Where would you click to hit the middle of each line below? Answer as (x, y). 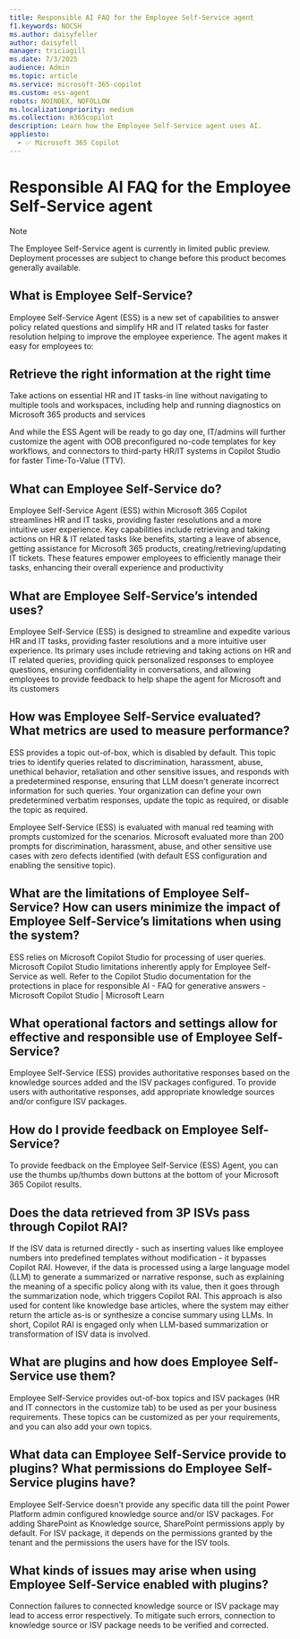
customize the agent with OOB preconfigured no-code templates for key (143, 441)
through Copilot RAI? (69, 1227)
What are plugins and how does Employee (129, 1362)
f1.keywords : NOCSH (46, 26)
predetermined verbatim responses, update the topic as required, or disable (149, 800)
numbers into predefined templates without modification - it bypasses (138, 1258)
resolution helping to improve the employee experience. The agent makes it (149, 336)
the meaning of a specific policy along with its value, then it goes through (145, 1286)
